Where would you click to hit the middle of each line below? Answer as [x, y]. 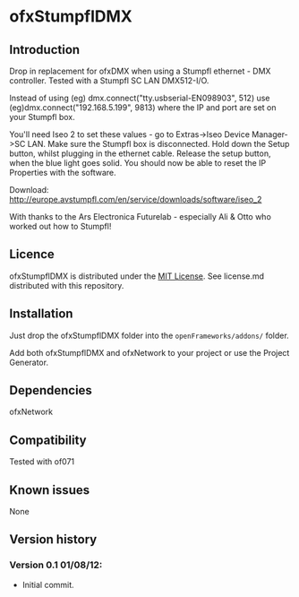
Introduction [45, 50]
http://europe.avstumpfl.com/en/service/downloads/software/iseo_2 [136, 199]
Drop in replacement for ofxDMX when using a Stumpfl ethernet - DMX [140, 71]
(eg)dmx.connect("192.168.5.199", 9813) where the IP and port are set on [143, 108]
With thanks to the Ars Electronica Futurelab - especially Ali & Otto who [140, 216]
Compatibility [48, 440]
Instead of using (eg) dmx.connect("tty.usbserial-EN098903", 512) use [140, 98]
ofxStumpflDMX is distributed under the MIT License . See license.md [137, 276]
